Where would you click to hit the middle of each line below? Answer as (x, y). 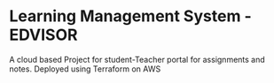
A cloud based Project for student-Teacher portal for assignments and (137, 59)
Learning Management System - (131, 16)
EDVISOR (43, 35)
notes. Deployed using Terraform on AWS (85, 69)
